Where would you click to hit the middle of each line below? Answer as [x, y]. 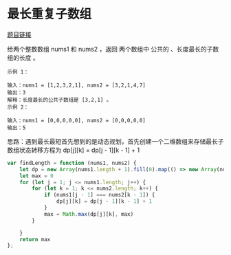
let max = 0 [36, 176]
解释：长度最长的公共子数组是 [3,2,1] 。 [59, 100]
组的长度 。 [23, 57]
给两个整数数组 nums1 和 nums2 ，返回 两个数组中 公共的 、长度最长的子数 [113, 49]
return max [35, 239]
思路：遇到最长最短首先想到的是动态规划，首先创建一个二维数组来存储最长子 [115, 141]
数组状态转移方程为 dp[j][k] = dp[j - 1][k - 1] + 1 [74, 150]
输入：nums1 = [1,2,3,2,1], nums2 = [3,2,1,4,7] [77, 85]
